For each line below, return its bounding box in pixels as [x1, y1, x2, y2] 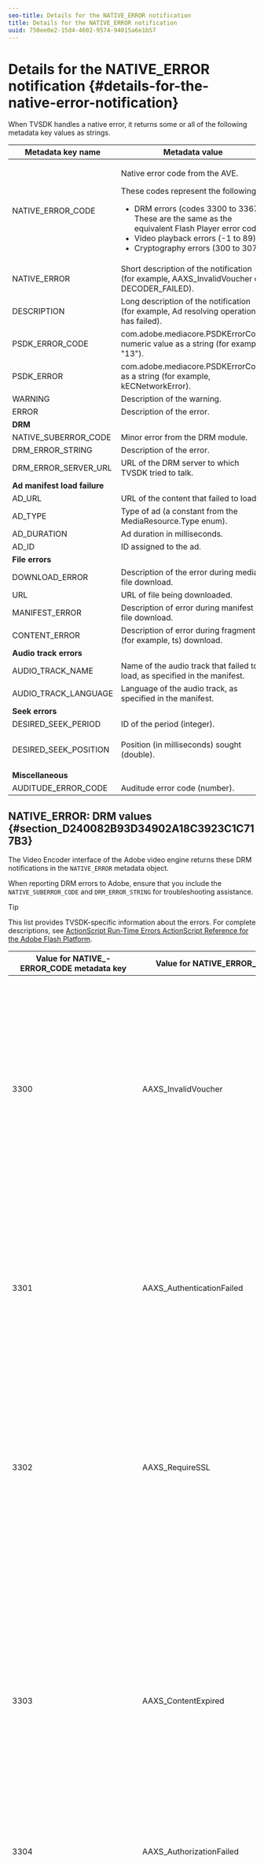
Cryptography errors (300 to [134, 243, 240, 254]
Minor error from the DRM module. [120, 432, 248, 443]
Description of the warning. [120, 393, 222, 404]
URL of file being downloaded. [120, 590, 233, 601]
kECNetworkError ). [120, 381, 191, 392]
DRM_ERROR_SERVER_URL [12, 463, 112, 474]
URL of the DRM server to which [120, 458, 240, 469]
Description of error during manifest [120, 602, 254, 613]
